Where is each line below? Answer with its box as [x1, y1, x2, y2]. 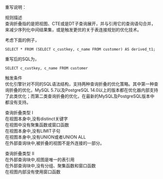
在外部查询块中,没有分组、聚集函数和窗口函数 [5, 163, 96, 168]
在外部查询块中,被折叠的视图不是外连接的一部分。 [5, 140, 105, 146]
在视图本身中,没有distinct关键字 [5, 116, 68, 121]
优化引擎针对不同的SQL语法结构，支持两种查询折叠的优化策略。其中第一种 [5, 81, 154, 87]
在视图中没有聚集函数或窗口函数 [5, 122, 69, 128]
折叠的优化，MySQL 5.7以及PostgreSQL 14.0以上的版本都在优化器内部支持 [9, 87, 159, 93]
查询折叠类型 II [5, 151, 35, 156]
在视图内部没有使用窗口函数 [5, 169, 61, 175]
